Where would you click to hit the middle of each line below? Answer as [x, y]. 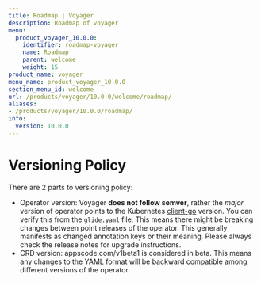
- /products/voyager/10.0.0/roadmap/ [71, 112]
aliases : [23, 104]
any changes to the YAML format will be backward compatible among [133, 261]
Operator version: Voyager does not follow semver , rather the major [132, 202]
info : [17, 119]
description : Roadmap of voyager [63, 23]
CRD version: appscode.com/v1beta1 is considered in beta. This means [136, 253]
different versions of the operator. [75, 269]
